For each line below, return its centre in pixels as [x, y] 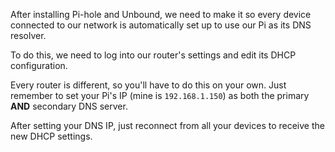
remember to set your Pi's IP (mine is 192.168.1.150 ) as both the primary [160, 95]
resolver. [28, 35]
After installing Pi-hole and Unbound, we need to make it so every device [161, 14]
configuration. [39, 65]
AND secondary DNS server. [69, 106]
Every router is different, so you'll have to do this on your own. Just [148, 85]
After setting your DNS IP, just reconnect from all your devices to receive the [167, 125]
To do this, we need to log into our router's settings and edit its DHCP [153, 55]
